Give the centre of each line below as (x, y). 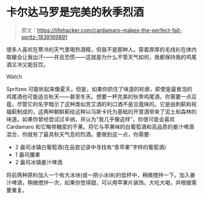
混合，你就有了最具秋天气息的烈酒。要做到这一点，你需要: (79, 134)
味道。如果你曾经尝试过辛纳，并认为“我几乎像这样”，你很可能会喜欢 (91, 119)
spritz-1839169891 (44, 37)
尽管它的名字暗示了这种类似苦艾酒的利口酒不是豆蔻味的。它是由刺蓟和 (104, 104)
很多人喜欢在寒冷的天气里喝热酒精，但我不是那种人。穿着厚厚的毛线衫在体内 (101, 49)
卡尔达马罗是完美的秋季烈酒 (75, 12)
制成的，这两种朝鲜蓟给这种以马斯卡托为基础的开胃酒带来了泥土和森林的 (107, 112)
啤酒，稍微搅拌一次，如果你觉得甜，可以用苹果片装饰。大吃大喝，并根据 (101, 182)
